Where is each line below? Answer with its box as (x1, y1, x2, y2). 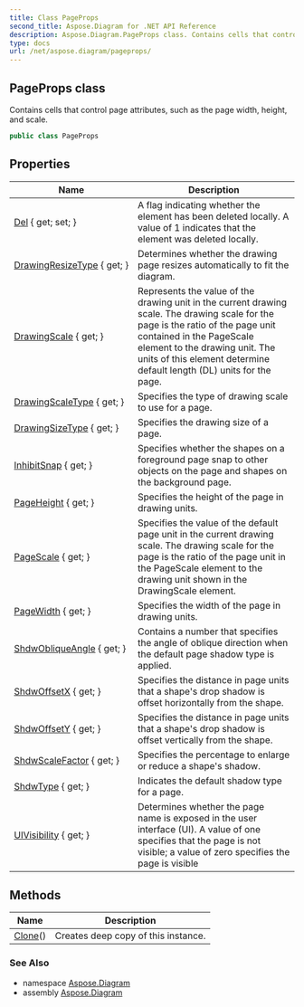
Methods (9, 888, 62, 903)
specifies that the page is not (137, 834, 261, 847)
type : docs (9, 38, 51, 48)
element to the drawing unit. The (137, 341, 276, 354)
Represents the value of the (137, 284, 255, 297)
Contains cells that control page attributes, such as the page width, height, (9, 104, 288, 115)
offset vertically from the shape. (137, 734, 273, 746)
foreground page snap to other (137, 453, 269, 466)
